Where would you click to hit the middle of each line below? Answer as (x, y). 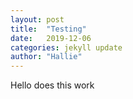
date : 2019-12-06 (51, 38)
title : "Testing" (48, 29)
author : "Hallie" (46, 57)
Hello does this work (52, 85)
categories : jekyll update (66, 47)
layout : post (37, 19)
